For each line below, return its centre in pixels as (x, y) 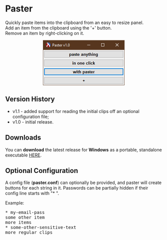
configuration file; (30, 116)
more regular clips (29, 232)
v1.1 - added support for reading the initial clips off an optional (76, 111)
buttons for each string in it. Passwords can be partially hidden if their (77, 188)
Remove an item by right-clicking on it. (45, 33)
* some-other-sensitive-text (41, 227)
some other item (25, 217)
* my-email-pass (25, 212)
